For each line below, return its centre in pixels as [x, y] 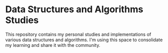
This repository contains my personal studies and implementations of [78, 34]
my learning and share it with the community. [53, 45]
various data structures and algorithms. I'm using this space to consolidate [84, 40]
